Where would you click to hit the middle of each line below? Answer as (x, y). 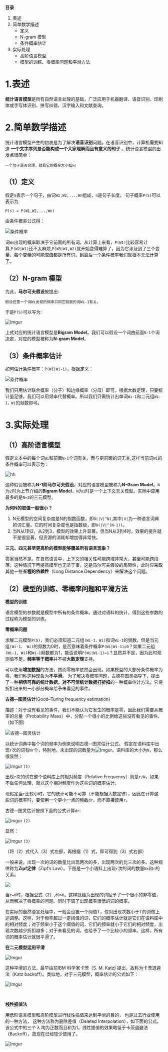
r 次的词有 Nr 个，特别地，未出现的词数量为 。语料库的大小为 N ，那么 (86, 750)
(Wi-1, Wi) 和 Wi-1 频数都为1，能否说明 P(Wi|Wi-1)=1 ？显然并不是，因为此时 (81, 653)
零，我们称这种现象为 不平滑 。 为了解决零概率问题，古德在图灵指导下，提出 (82, 676)
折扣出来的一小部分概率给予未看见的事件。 (49, 689)
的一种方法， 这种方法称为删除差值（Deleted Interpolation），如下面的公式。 (83, 1021)
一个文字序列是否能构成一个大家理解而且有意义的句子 (65, 148)
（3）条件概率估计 (34, 356)
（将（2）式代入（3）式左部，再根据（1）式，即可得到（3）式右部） (76, 852)
